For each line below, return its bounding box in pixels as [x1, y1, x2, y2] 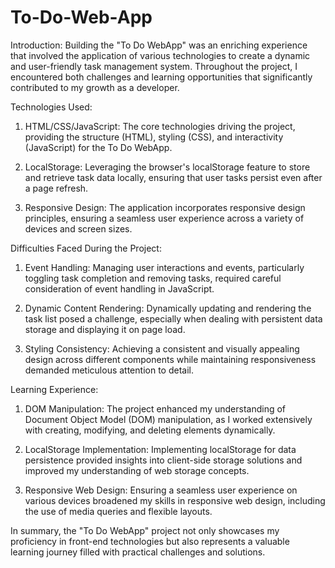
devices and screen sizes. [24, 222, 133, 235]
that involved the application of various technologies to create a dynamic [10, 49, 311, 61]
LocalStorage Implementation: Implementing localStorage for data [24, 443, 297, 455]
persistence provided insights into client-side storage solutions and [24, 454, 303, 466]
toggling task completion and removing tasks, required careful [24, 272, 282, 284]
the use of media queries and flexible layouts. [24, 505, 213, 517]
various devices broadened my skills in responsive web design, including [24, 494, 326, 506]
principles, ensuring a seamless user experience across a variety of [24, 212, 305, 224]
